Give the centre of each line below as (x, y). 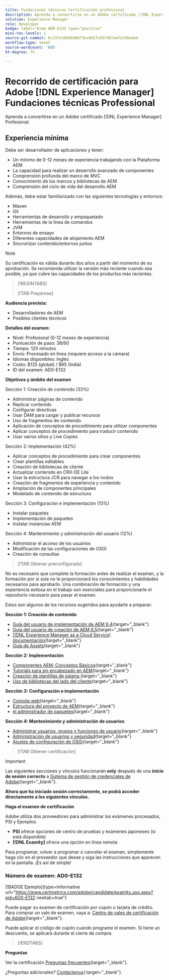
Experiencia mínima (37, 138)
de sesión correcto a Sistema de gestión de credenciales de (68, 776)
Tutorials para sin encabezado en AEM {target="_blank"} (71, 671)
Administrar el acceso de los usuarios (52, 543)
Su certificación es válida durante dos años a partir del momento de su (79, 263)
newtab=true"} (51, 897)
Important (15, 761)
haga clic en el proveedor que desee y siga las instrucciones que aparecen (83, 858)
